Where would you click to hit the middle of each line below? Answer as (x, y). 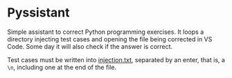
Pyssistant (38, 13)
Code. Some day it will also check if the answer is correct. (90, 46)
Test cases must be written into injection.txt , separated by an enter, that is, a (116, 59)
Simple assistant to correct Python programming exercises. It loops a (106, 32)
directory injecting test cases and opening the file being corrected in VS (110, 39)
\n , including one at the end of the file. (62, 67)
